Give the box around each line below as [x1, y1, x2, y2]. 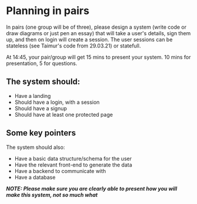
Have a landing [14, 92, 51, 99]
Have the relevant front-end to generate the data [14, 161, 133, 168]
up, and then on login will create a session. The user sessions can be [6, 36, 173, 43]
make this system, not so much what [6, 191, 98, 198]
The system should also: [6, 144, 66, 151]
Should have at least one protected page [14, 111, 113, 118]
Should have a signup [14, 104, 67, 112]
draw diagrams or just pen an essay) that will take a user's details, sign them [6, 29, 191, 36]
